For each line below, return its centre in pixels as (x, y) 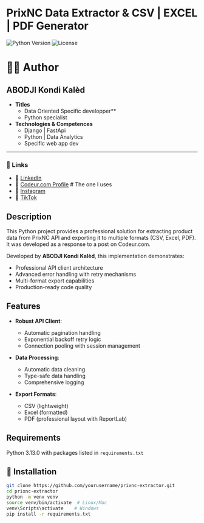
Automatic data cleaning (55, 369)
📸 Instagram (30, 191)
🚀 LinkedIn (28, 178)
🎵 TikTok (26, 197)
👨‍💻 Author (33, 68)
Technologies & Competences (54, 124)
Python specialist (46, 117)
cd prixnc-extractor (32, 491)
